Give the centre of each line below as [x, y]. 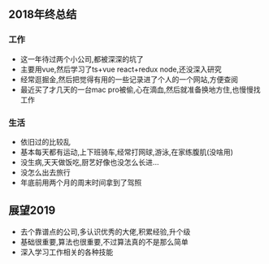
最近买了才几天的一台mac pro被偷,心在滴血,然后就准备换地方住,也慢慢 [137, 89]
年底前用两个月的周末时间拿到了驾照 [81, 182]
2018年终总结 [43, 15]
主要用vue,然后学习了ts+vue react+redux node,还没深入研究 [121, 69]
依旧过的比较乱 [45, 141]
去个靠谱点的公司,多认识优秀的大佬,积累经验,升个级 [105, 232]
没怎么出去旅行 [45, 172]
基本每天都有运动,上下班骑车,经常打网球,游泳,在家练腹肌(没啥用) [127, 152]
